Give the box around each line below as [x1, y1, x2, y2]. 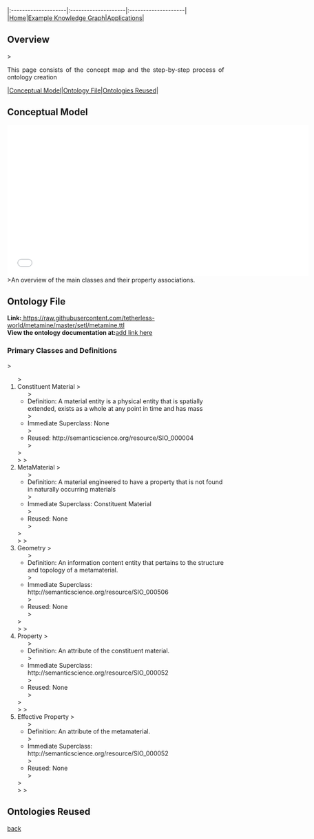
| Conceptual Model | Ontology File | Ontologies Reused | [7, 86, 159, 95]
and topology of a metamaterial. [27, 566, 118, 574]
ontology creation [7, 73, 57, 81]
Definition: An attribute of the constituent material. [27, 646, 170, 655]
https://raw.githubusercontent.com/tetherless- [23, 314, 155, 322]
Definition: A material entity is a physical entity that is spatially [27, 397, 203, 405]
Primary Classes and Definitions [7, 346, 117, 356]
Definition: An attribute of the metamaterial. [27, 727, 151, 735]
